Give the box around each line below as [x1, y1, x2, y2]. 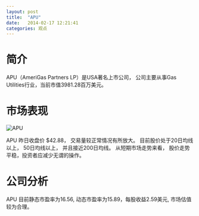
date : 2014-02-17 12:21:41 [6, 20, 79, 26]
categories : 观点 [6, 25, 48, 32]
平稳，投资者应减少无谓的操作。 [6, 152, 85, 159]
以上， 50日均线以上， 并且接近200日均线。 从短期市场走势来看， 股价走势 [6, 144, 191, 152]
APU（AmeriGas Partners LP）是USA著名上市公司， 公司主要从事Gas [6, 74, 177, 81]
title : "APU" [6, 14, 42, 20]
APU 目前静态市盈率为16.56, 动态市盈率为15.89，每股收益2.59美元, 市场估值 [6, 196, 192, 203]
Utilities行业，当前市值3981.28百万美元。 [6, 81, 107, 88]
